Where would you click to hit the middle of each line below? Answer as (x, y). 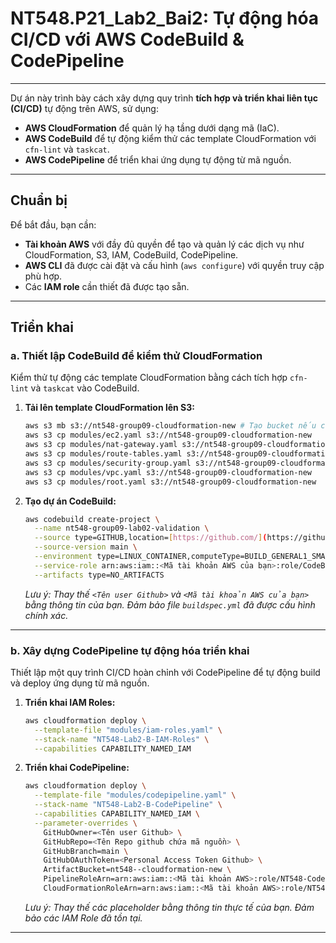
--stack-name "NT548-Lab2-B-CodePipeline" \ (128, 805)
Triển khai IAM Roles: (70, 702)
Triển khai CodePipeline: (77, 768)
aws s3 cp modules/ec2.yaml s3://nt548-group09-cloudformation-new (168, 435)
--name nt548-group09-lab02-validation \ (122, 528)
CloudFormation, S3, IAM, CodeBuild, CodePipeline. (131, 254)
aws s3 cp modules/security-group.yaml (108, 463)
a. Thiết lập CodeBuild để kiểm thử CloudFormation (136, 356)
